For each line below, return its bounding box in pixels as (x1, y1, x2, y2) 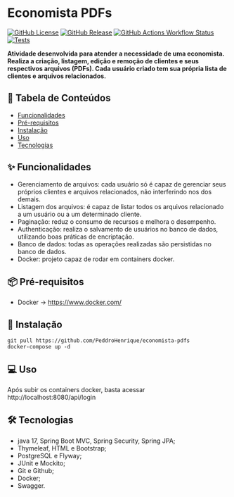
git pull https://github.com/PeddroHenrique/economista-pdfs (7, 337, 190, 344)
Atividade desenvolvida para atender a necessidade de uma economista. (7, 49, 225, 58)
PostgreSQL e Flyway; (17, 451, 82, 460)
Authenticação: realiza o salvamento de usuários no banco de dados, (17, 225, 219, 233)
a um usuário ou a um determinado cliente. (17, 210, 142, 218)
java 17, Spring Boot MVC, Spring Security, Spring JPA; (17, 436, 176, 445)
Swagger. (17, 481, 46, 490)
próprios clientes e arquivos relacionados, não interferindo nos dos (17, 187, 212, 196)
